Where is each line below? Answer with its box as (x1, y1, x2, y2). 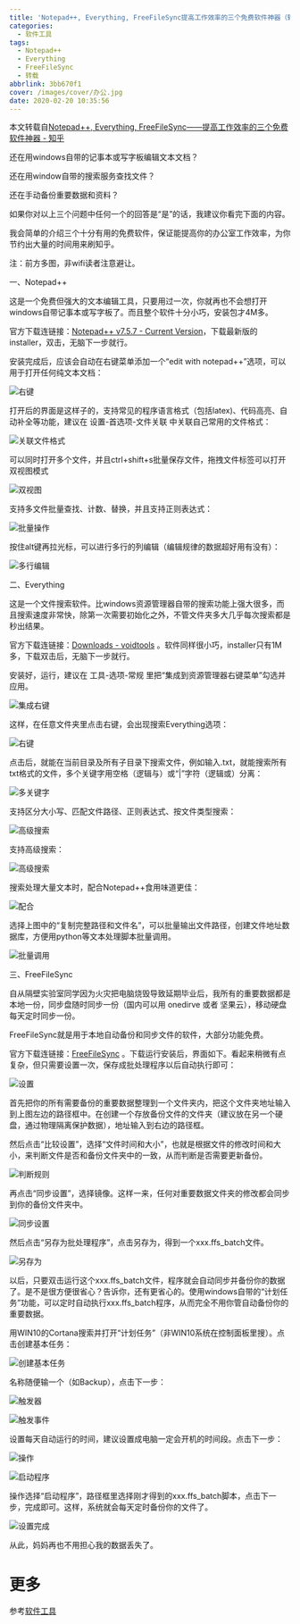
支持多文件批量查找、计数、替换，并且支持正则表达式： (9, 504, 212, 515)
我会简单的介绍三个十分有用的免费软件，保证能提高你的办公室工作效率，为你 (9, 228, 291, 239)
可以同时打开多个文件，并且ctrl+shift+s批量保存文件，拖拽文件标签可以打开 (9, 455, 287, 465)
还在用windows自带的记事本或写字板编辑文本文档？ (9, 152, 199, 163)
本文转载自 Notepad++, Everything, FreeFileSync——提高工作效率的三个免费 (9, 121, 288, 132)
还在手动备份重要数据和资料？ (9, 189, 119, 201)
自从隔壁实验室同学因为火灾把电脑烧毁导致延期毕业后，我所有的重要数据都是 (9, 988, 291, 999)
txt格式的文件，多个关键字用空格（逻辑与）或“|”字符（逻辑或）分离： (9, 768, 263, 779)
